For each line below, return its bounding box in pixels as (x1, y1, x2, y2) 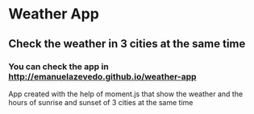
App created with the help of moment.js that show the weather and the (8, 89, 244, 99)
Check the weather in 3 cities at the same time (8, 37, 246, 51)
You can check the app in (8, 61, 109, 72)
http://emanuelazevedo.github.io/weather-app (8, 71, 197, 82)
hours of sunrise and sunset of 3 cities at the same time (8, 97, 194, 107)
